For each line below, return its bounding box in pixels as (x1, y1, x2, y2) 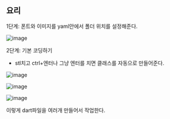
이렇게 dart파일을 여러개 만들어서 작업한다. (6, 107, 106, 114)
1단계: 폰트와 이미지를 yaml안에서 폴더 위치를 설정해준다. (6, 23, 138, 30)
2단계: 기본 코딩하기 (6, 46, 52, 54)
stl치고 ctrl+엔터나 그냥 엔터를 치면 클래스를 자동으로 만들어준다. (14, 59, 165, 67)
